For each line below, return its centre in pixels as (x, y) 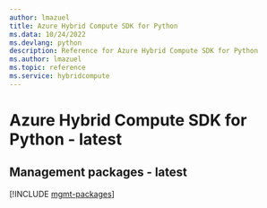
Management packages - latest (99, 173)
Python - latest (66, 139)
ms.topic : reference (48, 68)
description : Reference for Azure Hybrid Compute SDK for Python (133, 51)
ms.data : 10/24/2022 (48, 34)
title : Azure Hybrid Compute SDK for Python (94, 26)
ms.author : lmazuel (46, 59)
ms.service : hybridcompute (60, 76)
